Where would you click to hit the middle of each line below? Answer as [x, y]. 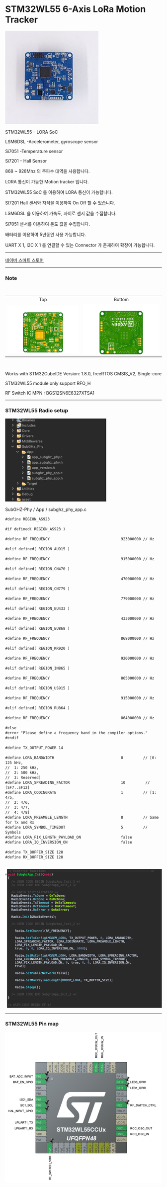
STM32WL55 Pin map [32, 1023]
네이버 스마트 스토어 [24, 260]
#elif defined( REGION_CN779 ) [38, 589]
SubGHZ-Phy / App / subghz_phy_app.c [46, 509]
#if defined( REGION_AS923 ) [35, 529]
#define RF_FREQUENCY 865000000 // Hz [80, 678]
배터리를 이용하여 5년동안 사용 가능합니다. [45, 234]
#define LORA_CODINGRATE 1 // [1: [81, 793]
